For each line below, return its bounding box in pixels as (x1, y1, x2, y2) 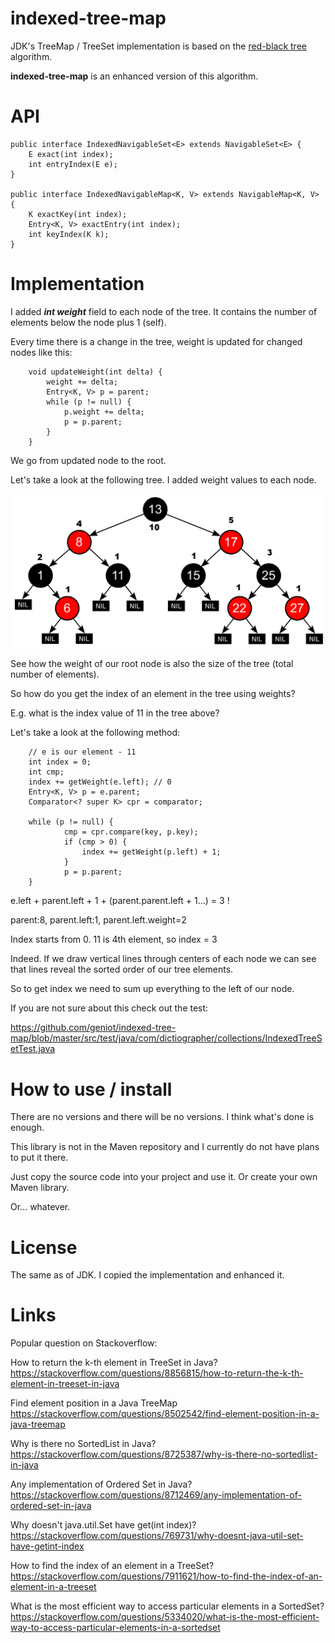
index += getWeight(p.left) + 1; (81, 847, 222, 857)
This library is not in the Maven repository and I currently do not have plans (10, 1141, 320, 1153)
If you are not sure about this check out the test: (10, 1002, 209, 1014)
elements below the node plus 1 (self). (10, 316, 167, 328)
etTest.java (10, 1043, 56, 1055)
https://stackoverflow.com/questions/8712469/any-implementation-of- (10, 1489, 302, 1501)
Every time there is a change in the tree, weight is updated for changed (10, 335, 303, 347)
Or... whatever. (10, 1201, 71, 1213)
